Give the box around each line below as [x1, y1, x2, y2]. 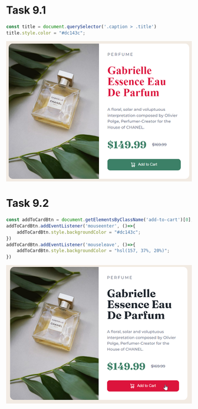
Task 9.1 [6, 4, 46, 17]
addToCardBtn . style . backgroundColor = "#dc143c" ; [16, 229, 141, 235]
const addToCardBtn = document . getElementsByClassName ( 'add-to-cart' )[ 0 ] [6, 217, 192, 223]
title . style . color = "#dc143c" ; [6, 30, 85, 36]
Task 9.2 [6, 197, 49, 210]
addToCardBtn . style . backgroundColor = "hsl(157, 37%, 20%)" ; [16, 248, 170, 254]
